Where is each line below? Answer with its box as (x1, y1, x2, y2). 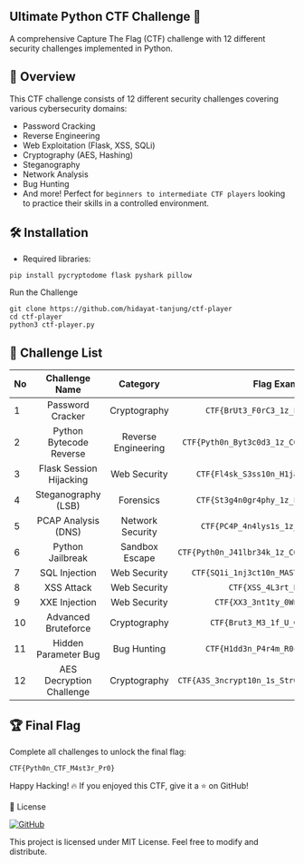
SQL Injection (39, 566, 97, 579)
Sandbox (120, 541, 158, 554)
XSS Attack (43, 582, 92, 594)
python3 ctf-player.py (9, 320, 95, 329)
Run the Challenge (9, 287, 79, 298)
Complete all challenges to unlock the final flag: (9, 746, 187, 758)
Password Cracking (22, 120, 96, 132)
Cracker (51, 410, 86, 423)
